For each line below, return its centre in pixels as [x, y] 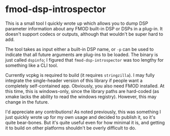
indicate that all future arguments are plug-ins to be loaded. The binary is [82, 55]
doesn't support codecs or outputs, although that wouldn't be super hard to [84, 34]
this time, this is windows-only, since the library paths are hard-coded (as [82, 91]
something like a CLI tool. [32, 65]
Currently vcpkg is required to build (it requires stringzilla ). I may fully [80, 75]
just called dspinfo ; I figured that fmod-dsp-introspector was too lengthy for [84, 60]
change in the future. [27, 102]
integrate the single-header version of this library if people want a [74, 80]
